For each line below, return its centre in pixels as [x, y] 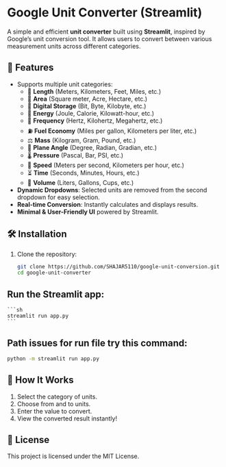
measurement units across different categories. [74, 46]
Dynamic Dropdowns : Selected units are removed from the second [112, 190]
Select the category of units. [57, 396]
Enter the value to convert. [54, 411]
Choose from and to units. [54, 404]
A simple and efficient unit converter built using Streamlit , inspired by [106, 31]
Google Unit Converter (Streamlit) [105, 13]
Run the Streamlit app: [56, 294]
